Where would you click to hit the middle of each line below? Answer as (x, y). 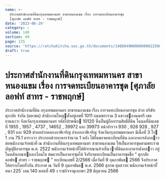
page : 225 (15, 42)
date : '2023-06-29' (25, 23)
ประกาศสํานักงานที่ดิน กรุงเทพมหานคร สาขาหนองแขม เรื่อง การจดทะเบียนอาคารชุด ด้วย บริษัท (80, 110)
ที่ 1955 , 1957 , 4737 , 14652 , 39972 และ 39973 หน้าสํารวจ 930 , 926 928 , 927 (82, 127)
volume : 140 (17, 32)
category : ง (17, 28)
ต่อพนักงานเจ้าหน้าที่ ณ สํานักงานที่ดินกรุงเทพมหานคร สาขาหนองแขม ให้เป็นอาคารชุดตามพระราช (82, 143)
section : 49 (17, 37)
